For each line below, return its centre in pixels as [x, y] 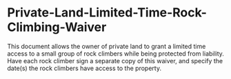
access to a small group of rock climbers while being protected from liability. [115, 54]
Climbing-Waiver [57, 27]
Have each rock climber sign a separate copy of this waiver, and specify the [115, 60]
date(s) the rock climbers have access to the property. [84, 68]
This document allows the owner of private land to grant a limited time [107, 46]
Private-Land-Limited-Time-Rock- [107, 13]
